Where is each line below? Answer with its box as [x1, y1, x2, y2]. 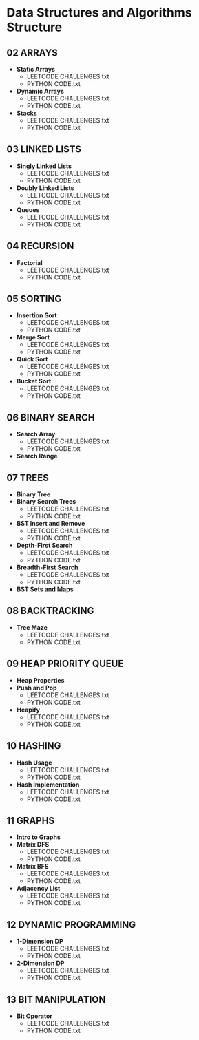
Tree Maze [16, 623, 48, 631]
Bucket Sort [16, 377, 52, 385]
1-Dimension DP [16, 937, 63, 946]
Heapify [16, 705, 41, 714]
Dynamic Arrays [16, 87, 65, 95]
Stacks [16, 109, 37, 117]
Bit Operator [16, 1012, 53, 1020]
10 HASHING [6, 740, 61, 752]
